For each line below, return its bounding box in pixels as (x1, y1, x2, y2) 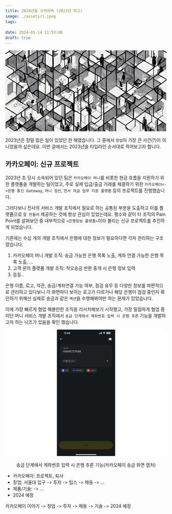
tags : (5, 19, 17, 24)
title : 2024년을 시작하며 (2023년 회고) (5, 8, 83, 13)
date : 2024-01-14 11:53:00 (5, 30, 63, 35)
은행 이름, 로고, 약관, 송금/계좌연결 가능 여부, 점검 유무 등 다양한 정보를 (5, 282, 146, 289)
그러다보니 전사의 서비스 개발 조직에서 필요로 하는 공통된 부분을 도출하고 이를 (5, 204, 159, 211)
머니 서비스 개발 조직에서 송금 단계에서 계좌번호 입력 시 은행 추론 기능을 (14, 312, 153, 318)
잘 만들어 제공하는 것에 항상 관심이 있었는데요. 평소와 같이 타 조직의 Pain (23, 211, 166, 217)
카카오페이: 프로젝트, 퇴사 (12, 472, 64, 479)
